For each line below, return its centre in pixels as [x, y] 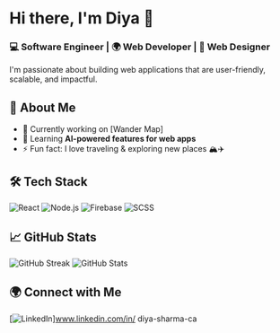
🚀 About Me [43, 107]
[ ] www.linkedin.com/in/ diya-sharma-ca [103, 319]
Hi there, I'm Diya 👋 [82, 18]
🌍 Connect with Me [66, 292]
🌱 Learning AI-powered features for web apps [109, 139]
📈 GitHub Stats [53, 237]
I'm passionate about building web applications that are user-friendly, [138, 70]
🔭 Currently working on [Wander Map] [93, 129]
